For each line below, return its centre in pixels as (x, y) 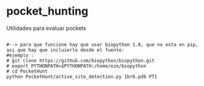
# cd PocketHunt (27, 71)
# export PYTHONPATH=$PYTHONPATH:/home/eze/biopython (77, 66)
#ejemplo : (20, 55)
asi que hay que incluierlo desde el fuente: (65, 50)
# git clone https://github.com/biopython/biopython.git (81, 60)
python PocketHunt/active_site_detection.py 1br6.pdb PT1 (82, 77)
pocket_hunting (47, 11)
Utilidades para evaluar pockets (46, 28)
